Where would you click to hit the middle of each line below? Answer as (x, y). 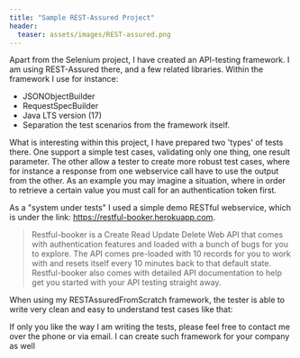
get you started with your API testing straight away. (127, 282)
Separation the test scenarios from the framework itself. (126, 125)
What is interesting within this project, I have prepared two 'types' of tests (146, 143)
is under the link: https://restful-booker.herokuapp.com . (113, 218)
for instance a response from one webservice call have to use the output (144, 171)
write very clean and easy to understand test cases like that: (121, 309)
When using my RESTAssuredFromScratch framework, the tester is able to (147, 300)
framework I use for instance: (64, 79)
